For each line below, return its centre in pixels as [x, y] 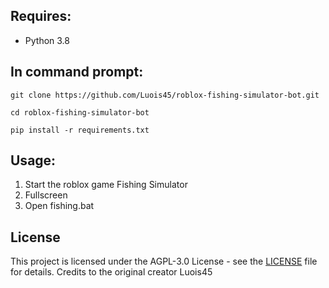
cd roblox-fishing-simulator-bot [80, 112]
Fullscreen [46, 195]
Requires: [41, 16]
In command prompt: [77, 72]
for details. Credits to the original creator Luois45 [111, 272]
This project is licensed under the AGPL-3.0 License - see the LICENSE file [164, 261]
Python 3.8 [47, 40]
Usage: [33, 160]
